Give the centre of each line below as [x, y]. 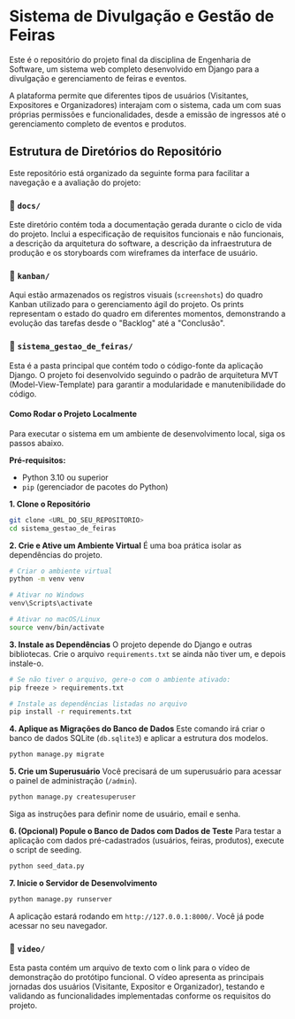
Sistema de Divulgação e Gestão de [142, 16]
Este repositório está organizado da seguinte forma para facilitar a [129, 173]
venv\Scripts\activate [51, 604]
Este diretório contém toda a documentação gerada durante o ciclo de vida [146, 225]
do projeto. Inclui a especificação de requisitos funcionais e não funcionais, [147, 234]
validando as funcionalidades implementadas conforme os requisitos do [140, 996]
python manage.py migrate [57, 754]
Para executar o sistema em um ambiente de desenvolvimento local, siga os [147, 433]
